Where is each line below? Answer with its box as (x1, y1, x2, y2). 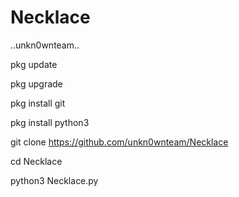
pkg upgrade (10, 77, 63, 90)
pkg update (10, 58, 58, 70)
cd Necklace (10, 155, 63, 167)
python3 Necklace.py (10, 174, 99, 186)
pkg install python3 (10, 116, 90, 128)
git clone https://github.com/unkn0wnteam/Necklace (10, 136, 229, 148)
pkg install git (10, 97, 66, 109)
